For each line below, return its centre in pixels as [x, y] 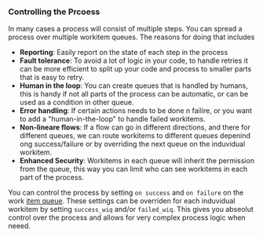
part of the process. [51, 177]
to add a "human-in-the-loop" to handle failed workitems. [112, 119]
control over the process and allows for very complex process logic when [127, 217]
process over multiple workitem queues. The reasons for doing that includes [131, 37]
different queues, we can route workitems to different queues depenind [135, 136]
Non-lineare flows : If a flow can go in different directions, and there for [135, 127]
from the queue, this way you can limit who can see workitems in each [133, 169]
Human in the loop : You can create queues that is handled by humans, [134, 86]
